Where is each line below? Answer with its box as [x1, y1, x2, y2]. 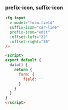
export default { [5, 58, 41, 63]
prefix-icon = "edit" [9, 29, 50, 34]
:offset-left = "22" [9, 34, 48, 40]
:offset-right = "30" [9, 39, 50, 44]
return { [14, 67, 32, 72]
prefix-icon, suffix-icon [5, 4, 63, 11]
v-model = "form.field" [9, 20, 55, 25]
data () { [9, 62, 28, 67]
